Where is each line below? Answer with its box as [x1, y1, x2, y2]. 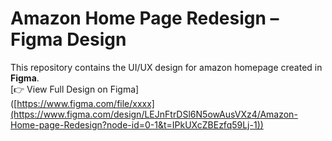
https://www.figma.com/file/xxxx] [16, 97, 155, 109]
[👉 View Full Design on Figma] [10, 83, 140, 95]
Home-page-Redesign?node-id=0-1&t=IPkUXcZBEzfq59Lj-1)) [10, 118, 264, 131]
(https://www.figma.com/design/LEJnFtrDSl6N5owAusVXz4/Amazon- [10, 108, 298, 120]
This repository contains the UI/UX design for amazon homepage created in [10, 61, 323, 73]
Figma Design [10, 28, 127, 51]
